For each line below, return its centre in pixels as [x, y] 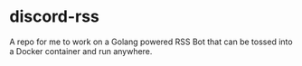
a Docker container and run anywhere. [81, 51]
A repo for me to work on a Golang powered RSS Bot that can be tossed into [151, 42]
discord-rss [54, 17]
